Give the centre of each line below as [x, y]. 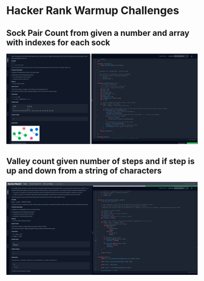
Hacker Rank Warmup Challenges [93, 11]
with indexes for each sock [58, 42]
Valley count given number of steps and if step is [100, 161]
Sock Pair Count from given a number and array [98, 33]
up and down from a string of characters [84, 171]
